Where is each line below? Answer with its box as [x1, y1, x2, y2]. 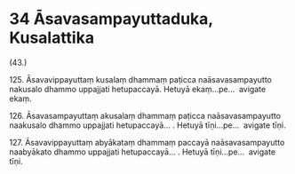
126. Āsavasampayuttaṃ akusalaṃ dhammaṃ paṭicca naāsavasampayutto [9, 110, 282, 121]
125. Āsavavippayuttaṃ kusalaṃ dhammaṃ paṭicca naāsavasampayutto [9, 74, 273, 84]
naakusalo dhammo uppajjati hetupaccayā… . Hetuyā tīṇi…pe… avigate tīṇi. [9, 120, 286, 130]
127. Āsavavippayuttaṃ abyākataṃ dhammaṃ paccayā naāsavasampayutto [9, 137, 285, 147]
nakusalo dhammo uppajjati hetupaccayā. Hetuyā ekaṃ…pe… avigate [9, 83, 267, 94]
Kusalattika [9, 28, 95, 48]
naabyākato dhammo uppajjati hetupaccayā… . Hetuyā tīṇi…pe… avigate [9, 146, 276, 157]
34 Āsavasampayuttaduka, [9, 9, 213, 29]
